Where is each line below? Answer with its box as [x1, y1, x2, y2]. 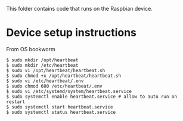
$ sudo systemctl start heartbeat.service [6, 104, 113, 110]
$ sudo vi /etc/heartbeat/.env [6, 77, 84, 84]
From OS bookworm [6, 45, 55, 52]
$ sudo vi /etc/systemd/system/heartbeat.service [6, 88, 132, 94]
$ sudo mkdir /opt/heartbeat [6, 57, 79, 63]
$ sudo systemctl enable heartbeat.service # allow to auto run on [6, 94, 178, 100]
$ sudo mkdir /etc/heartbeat [6, 62, 79, 68]
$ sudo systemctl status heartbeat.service [6, 109, 116, 115]
